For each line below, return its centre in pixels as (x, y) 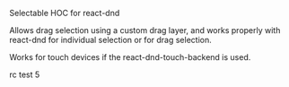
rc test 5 (25, 74)
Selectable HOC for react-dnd (65, 13)
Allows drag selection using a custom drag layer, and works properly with (145, 30)
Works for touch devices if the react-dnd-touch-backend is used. (130, 57)
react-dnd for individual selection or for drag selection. (111, 40)
